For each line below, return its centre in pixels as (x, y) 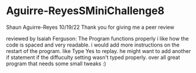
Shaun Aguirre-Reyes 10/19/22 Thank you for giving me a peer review (90, 27)
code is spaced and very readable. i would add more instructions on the (93, 45)
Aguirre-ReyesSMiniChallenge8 (85, 11)
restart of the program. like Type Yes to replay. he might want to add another (99, 51)
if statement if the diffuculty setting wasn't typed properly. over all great (93, 57)
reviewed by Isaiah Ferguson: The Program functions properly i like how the (97, 38)
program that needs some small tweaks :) (56, 64)
